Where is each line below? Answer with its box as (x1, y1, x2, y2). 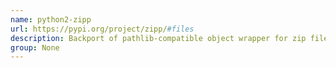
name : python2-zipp (10, 14, 92, 25)
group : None (10, 42, 60, 53)
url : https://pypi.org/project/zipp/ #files (10, 24, 195, 34)
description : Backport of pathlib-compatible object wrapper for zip (10, 33, 307, 43)
